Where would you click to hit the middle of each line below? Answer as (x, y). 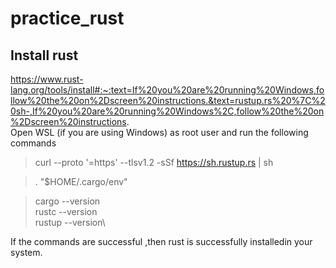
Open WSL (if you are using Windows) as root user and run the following (159, 132)
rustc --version (66, 211)
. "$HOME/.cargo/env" (81, 181)
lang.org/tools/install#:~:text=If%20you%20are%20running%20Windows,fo (167, 90)
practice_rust (67, 18)
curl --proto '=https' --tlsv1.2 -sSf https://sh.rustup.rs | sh (154, 162)
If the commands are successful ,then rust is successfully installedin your (161, 241)
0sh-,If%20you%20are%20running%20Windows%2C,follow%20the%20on (167, 111)
